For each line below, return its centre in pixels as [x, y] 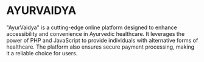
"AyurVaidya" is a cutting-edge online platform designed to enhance [92, 27]
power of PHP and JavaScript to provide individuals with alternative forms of [102, 40]
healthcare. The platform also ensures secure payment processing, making [100, 47]
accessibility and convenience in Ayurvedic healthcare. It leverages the [96, 33]
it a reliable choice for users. [42, 53]
